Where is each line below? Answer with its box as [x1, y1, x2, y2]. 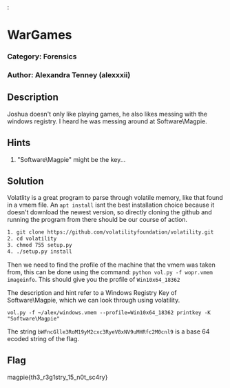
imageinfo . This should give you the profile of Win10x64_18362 [7, 275, 180, 283]
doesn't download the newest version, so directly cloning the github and [7, 208, 212, 216]
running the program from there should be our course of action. [7, 216, 188, 224]
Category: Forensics [7, 52, 77, 61]
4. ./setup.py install [7, 248, 72, 255]
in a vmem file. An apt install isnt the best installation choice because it [7, 201, 215, 210]
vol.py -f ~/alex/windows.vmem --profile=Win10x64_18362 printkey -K [7, 309, 211, 316]
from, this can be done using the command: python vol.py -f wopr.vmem [7, 267, 213, 276]
